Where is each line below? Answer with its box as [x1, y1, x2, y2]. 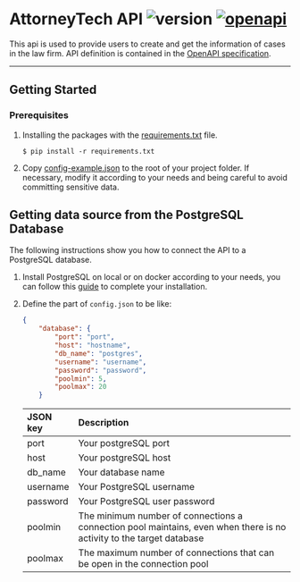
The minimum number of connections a [78, 510, 244, 522]
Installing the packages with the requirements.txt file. [21, 130, 218, 140]
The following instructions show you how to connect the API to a [9, 245, 246, 256]
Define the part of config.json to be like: [21, 299, 172, 309]
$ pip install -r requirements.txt [21, 147, 155, 156]
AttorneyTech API [9, 9, 143, 30]
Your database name [78, 466, 165, 478]
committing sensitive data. [21, 181, 120, 192]
